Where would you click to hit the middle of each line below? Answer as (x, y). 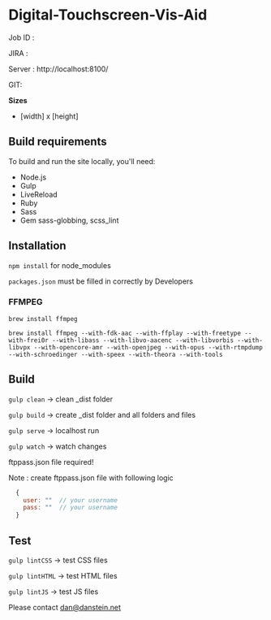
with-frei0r (28, 340)
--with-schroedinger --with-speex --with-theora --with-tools (116, 354)
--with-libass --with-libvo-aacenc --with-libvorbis (142, 340)
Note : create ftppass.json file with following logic (91, 478)
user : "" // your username (70, 500)
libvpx (19, 347)
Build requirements (58, 142)
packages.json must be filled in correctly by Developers (101, 281)
